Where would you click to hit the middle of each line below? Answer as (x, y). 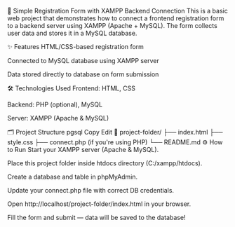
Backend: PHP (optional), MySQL (55, 104)
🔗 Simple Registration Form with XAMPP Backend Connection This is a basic (117, 11)
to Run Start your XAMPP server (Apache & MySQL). (83, 150)
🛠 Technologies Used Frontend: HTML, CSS (71, 88)
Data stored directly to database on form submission (83, 74)
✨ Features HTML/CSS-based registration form (75, 47)
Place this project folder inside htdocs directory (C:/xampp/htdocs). (105, 163)
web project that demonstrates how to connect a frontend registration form (116, 18)
